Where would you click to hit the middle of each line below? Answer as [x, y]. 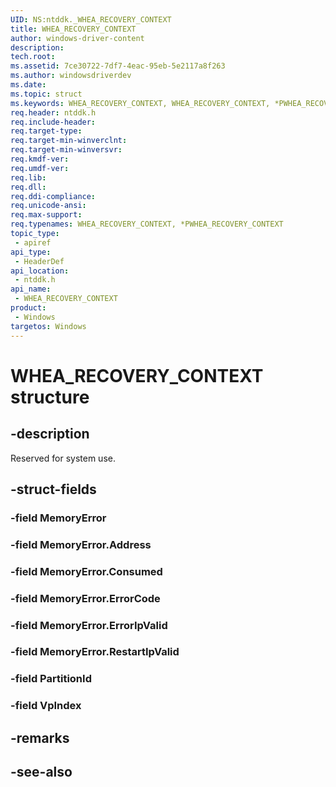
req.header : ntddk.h [53, 112]
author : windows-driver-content [77, 38]
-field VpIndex [46, 706]
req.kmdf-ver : [40, 159]
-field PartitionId [51, 679]
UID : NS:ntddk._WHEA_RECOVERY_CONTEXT [91, 19]
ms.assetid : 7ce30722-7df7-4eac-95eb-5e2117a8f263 [118, 66]
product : [28, 308]
